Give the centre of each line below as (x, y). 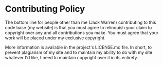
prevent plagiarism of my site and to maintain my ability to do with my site (79, 52)
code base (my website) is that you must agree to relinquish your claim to (79, 27)
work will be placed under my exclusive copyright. (55, 38)
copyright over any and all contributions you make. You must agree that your (82, 32)
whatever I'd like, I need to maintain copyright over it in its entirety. (72, 57)
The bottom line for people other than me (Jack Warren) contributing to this (81, 22)
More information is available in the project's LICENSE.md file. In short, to (79, 47)
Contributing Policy (45, 9)
